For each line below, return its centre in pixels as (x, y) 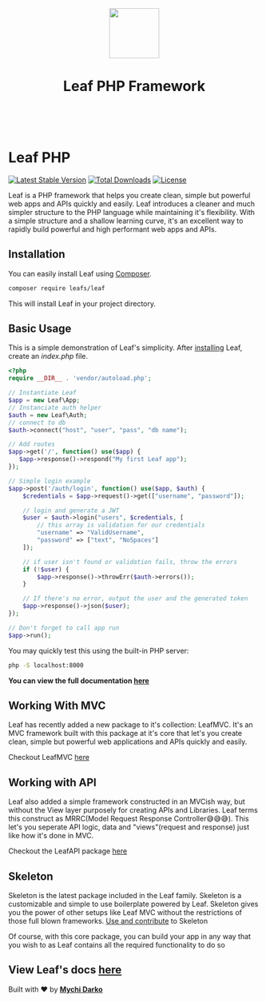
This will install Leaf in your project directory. (82, 304)
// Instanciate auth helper (55, 408)
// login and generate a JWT (71, 511)
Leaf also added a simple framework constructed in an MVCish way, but (127, 801)
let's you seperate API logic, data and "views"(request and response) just (129, 827)
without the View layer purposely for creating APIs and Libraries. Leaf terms (133, 810)
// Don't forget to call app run (64, 628)
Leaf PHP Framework (134, 86)
